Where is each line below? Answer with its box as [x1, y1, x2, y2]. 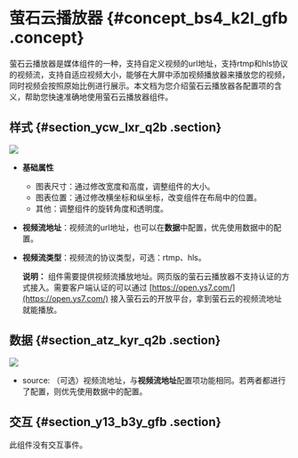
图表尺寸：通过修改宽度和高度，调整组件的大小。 [35, 181, 215, 191]
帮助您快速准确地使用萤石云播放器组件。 [24, 91, 173, 102]
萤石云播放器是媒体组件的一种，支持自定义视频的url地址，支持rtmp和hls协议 [9, 58, 289, 68]
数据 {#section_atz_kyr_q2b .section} [9, 333, 221, 348]
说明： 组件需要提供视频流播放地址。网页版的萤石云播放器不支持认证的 [21, 270, 282, 281]
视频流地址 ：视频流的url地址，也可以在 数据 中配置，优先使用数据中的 [21, 221, 274, 232]
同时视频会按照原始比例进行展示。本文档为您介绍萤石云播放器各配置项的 [9, 80, 274, 91]
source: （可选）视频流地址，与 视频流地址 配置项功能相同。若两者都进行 [21, 374, 286, 385]
